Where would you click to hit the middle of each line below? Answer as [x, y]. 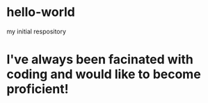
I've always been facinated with [100, 60]
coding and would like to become [104, 74]
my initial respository [37, 31]
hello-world [41, 12]
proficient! [38, 89]
